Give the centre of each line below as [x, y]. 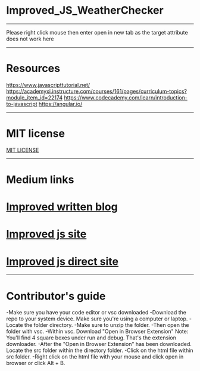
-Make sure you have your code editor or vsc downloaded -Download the [96, 313]
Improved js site [46, 234]
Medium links [40, 180]
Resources [33, 68]
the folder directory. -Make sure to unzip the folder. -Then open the [107, 325]
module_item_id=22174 [35, 97]
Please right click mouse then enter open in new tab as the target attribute [97, 32]
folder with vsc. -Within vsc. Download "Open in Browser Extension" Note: [97, 332]
